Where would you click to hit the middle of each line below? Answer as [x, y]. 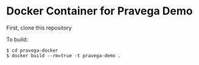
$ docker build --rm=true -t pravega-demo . [64, 55]
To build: [17, 39]
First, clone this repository [39, 28]
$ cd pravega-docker [33, 50]
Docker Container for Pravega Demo [100, 11]
